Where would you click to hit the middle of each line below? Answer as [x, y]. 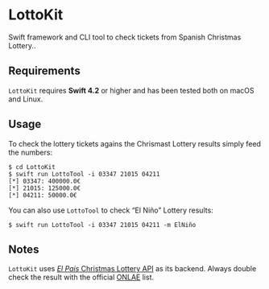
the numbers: [31, 152]
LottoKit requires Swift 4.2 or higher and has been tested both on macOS [131, 90]
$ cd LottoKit [32, 167]
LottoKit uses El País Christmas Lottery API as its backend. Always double [132, 269]
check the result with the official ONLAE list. [81, 277]
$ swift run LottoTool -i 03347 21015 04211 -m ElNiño [102, 225]
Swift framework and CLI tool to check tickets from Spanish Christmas [125, 37]
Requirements [44, 71]
